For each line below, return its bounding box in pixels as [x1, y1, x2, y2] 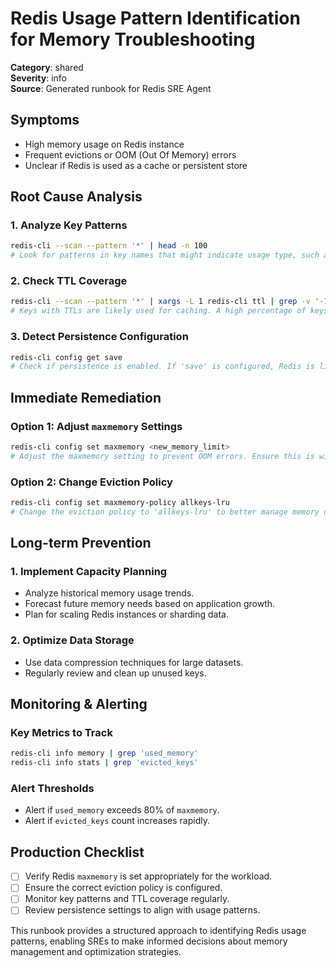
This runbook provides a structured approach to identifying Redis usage [10, 924, 307, 936]
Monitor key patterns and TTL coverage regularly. [24, 893, 230, 905]
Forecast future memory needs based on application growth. [24, 598, 276, 610]
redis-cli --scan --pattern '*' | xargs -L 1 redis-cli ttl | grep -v [10, 297, 311, 307]
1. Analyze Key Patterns [10, 218, 128, 232]
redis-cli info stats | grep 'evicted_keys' [10, 758, 199, 768]
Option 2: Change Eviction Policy [10, 475, 173, 489]
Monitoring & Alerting [10, 696, 148, 713]
